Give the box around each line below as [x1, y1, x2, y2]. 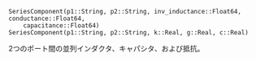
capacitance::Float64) [23, 22, 100, 30]
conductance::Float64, [8, 14, 85, 22]
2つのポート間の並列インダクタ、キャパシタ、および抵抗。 [8, 44, 205, 53]
